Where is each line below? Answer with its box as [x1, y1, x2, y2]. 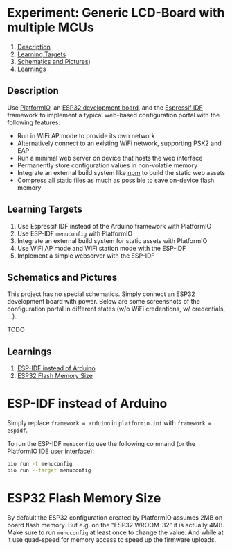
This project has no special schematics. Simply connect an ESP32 [7, 290, 195, 298]
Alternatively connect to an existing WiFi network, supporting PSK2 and [17, 139, 222, 147]
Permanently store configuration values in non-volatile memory [17, 161, 198, 170]
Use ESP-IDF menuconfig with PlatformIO [17, 229, 133, 238]
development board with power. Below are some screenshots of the [7, 297, 201, 306]
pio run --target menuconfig [7, 467, 91, 474]
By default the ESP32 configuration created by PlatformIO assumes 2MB [7, 513, 214, 522]
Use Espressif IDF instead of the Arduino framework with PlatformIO [17, 222, 212, 230]
